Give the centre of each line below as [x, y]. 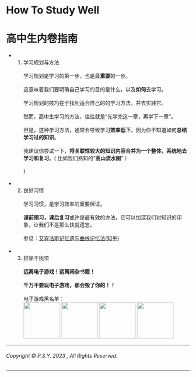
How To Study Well [53, 10]
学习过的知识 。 [41, 138]
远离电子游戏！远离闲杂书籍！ [59, 272]
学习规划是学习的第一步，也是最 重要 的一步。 [77, 76]
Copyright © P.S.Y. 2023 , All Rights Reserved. [62, 355]
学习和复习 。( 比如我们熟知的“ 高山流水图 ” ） [76, 158]
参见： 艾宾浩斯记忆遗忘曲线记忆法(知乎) [71, 238]
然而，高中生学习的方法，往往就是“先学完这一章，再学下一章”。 [99, 116]
